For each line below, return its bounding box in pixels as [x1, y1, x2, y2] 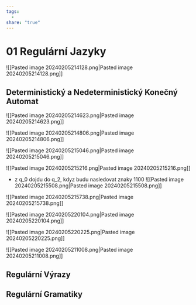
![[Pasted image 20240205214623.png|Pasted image [6, 112, 135, 119]
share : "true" [6, 19, 41, 25]
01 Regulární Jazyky [6, 44, 106, 58]
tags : [6, 8, 19, 15]
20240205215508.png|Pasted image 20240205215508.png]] [14, 182, 162, 189]
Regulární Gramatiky [6, 289, 83, 299]
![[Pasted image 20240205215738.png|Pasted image [6, 194, 133, 201]
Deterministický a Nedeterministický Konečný [6, 87, 178, 97]
